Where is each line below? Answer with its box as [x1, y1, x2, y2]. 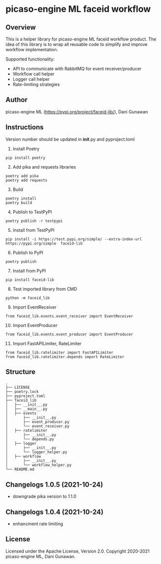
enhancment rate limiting [12, 521, 63, 527]
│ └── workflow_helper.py [5, 462, 72, 468]
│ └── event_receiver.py [5, 424, 70, 429]
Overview [5, 23, 36, 32]
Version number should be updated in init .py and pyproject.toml [5, 136, 135, 142]
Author [5, 96, 27, 104]
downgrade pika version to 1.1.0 [12, 493, 77, 499]
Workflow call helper [12, 71, 55, 77]
